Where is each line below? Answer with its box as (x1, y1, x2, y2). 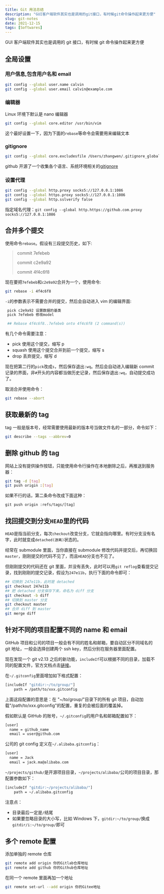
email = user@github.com (9, 732, 60, 736)
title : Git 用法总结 (5, 7, 44, 12)
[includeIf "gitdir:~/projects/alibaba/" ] (5, 785, 93, 790)
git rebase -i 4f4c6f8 (5, 289, 51, 294)
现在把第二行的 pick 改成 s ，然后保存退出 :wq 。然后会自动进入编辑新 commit (5, 364, 155, 370)
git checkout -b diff (5, 593, 49, 598)
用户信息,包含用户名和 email (5, 71, 71, 78)
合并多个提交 (5, 226, 44, 235)
